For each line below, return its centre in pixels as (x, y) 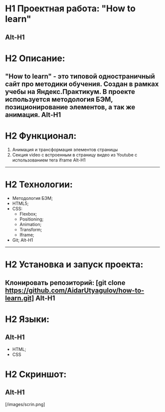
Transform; (31, 230)
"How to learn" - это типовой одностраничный (80, 77)
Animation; (30, 224)
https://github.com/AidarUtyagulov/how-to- (75, 290)
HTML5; (20, 204)
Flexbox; (28, 214)
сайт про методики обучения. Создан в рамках (82, 84)
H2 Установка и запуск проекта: (74, 265)
